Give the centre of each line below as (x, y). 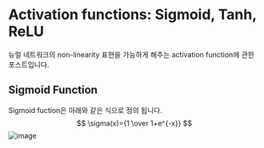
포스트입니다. (29, 64)
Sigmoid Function (53, 90)
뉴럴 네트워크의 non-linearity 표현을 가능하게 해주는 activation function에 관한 (131, 54)
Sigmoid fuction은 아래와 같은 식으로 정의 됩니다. (85, 110)
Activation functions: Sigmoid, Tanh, (132, 15)
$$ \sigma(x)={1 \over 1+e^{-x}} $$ (134, 123)
